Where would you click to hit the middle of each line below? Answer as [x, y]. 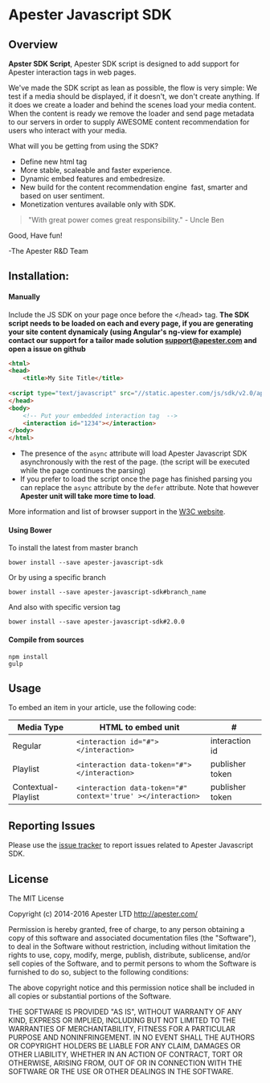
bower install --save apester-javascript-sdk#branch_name [107, 592]
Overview [33, 45]
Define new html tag [53, 161]
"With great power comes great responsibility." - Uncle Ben [126, 220]
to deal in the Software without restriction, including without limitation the [129, 946]
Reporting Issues [52, 826]
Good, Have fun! [35, 235]
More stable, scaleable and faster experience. [96, 170]
